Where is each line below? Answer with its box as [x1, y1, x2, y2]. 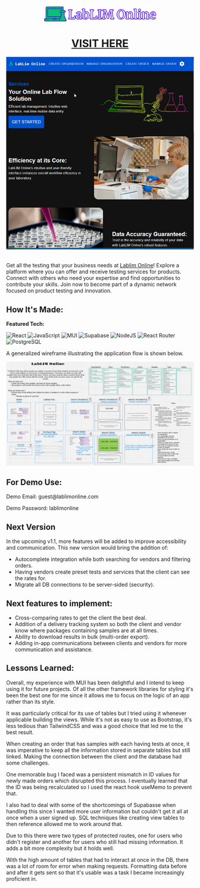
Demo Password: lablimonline [6, 505, 79, 512]
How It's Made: [6, 304, 64, 314]
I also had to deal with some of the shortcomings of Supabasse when [6, 801, 176, 809]
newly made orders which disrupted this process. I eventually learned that [6, 777, 188, 784]
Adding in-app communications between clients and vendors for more [14, 640, 187, 647]
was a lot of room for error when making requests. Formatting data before [6, 862, 187, 869]
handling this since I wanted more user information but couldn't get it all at [6, 807, 189, 815]
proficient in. [6, 875, 37, 882]
